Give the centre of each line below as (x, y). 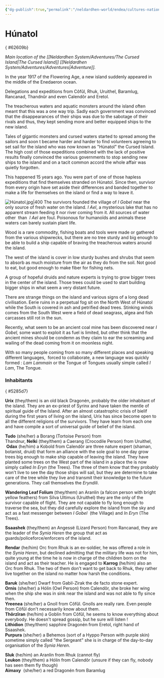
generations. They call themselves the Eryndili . (52, 482)
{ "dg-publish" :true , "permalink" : (39, 10)
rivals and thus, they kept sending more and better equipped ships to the (78, 121)
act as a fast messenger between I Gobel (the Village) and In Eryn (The (77, 513)
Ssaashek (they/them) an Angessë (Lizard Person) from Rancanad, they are (81, 527)
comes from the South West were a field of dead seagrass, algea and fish (79, 312)
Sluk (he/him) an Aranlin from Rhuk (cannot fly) (53, 655)
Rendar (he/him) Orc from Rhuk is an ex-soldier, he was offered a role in (78, 547)
